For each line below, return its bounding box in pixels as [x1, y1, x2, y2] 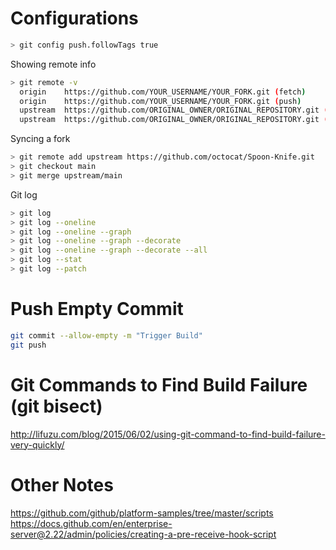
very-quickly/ [10, 438, 65, 451]
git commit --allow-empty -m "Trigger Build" [10, 330, 203, 341]
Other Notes [10, 473, 114, 496]
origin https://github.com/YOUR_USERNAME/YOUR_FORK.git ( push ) [19, 96, 302, 106]
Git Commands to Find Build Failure [10, 373, 308, 396]
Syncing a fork [10, 133, 71, 145]
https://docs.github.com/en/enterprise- [10, 517, 173, 529]
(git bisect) [10, 395, 103, 417]
